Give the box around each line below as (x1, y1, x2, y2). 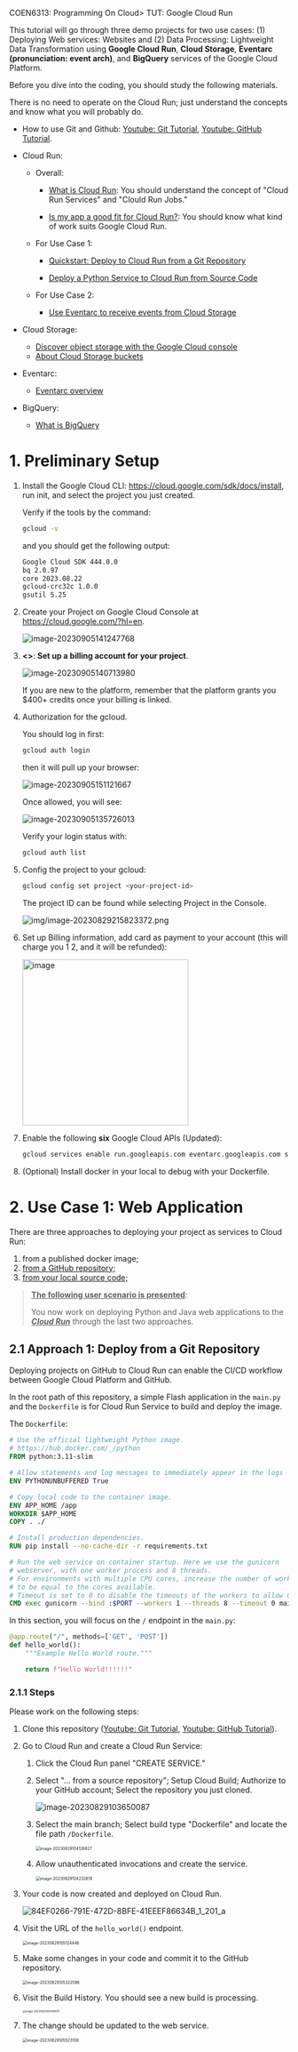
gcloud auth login (21, 746, 90, 755)
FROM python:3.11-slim (9, 1453, 93, 1462)
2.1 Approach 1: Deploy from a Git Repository (9, 1342, 261, 1357)
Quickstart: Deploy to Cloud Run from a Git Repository (48, 255, 247, 266)
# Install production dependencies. (9, 1534, 145, 1543)
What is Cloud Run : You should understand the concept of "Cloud (48, 185, 289, 195)
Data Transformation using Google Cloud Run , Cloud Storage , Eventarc (9, 44, 273, 54)
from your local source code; (21, 1271, 129, 1283)
